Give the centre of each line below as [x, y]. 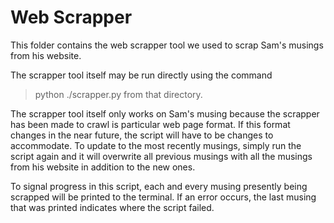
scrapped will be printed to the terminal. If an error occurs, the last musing [163, 197]
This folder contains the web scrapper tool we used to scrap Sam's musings [167, 45]
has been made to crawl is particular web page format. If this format [150, 124]
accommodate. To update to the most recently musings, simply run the [156, 145]
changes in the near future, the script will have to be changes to [142, 135]
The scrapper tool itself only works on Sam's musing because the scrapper [165, 113]
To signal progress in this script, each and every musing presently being [159, 186]
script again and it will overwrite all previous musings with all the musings [161, 156]
